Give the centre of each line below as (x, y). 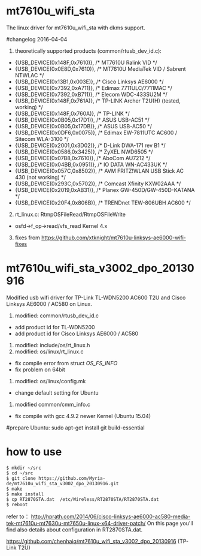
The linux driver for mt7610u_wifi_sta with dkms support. (76, 28)
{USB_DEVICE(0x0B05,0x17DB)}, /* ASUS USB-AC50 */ (83, 126)
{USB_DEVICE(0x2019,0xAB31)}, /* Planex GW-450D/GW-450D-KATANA (105, 190)
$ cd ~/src (20, 473)
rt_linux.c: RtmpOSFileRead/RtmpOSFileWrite (70, 214)
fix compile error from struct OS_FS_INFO (66, 363)
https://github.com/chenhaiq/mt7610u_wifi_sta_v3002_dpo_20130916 (91, 541)
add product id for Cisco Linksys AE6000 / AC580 (77, 333)
